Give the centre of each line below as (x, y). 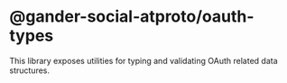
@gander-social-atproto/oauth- (132, 17)
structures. (29, 70)
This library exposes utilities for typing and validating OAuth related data (143, 60)
